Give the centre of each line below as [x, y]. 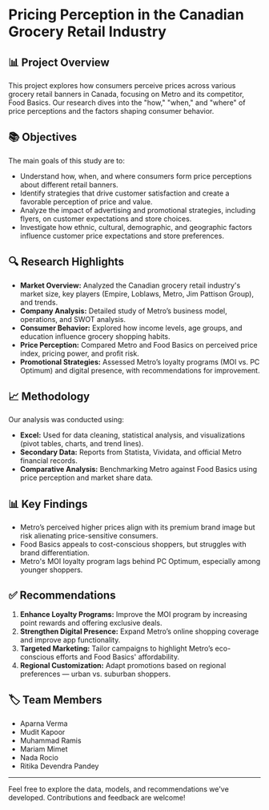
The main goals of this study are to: [67, 160]
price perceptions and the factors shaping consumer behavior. [111, 111]
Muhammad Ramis [50, 740]
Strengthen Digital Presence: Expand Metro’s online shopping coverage [139, 631]
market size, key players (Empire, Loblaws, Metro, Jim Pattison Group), [137, 293]
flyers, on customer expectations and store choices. [106, 219]
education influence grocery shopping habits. [95, 336]
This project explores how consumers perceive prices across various [122, 85]
